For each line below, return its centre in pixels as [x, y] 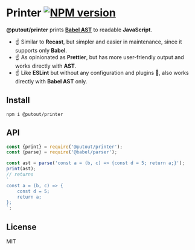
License [21, 227]
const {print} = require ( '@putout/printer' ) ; [64, 147]
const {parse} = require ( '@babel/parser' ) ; [62, 152]
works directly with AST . [46, 66]
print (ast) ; [21, 169]
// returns [20, 175]
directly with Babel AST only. [51, 81]
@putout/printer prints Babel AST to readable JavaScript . [79, 30]
